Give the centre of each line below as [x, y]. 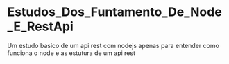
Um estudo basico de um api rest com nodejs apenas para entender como [113, 45]
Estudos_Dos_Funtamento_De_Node [114, 12]
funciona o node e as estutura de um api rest [71, 53]
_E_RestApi [41, 26]
